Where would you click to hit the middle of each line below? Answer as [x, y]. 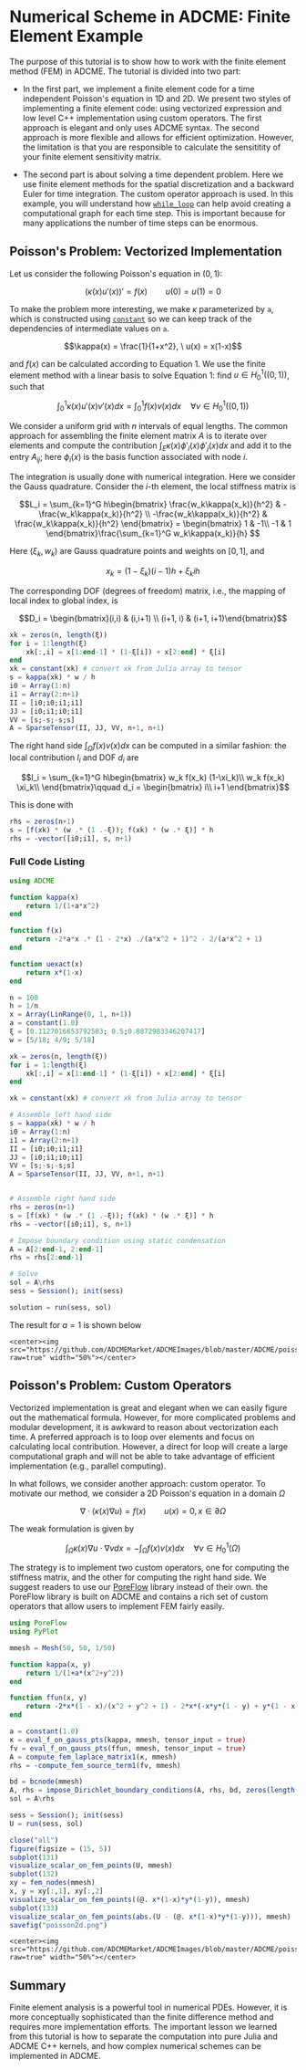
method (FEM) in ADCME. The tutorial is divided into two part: [125, 71]
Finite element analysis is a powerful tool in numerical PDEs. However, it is [148, 2007]
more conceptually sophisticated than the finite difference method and [142, 2017]
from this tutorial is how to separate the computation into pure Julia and [143, 2036]
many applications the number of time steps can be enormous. [140, 223]
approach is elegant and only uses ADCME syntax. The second [141, 127]
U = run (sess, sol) [46, 1824]
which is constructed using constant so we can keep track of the [131, 319]
